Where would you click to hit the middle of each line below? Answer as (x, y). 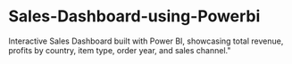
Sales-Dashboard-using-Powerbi (134, 16)
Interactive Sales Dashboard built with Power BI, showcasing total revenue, (146, 41)
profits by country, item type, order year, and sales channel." (120, 50)
